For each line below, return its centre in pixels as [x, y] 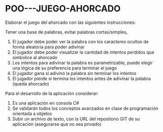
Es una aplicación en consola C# [46, 103]
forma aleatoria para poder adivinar [49, 47]
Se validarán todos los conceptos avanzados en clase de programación [85, 108]
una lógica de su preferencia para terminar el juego [65, 68]
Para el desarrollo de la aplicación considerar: [52, 93]
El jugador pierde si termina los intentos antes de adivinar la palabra [81, 78]
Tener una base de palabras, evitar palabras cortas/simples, [66, 32]
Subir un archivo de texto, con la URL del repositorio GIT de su [76, 119]
